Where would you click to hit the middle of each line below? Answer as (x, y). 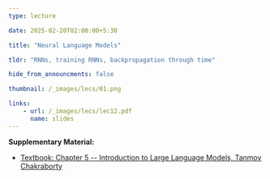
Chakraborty (41, 166)
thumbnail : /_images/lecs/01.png (65, 89)
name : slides (52, 118)
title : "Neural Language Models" (65, 45)
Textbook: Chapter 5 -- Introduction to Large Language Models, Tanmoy (141, 157)
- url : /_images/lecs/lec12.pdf (77, 111)
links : (19, 104)
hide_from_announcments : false (61, 75)
